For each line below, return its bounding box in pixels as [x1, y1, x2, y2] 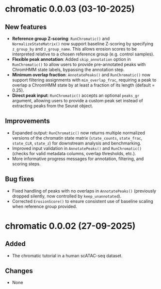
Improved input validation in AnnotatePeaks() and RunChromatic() [12, 145, 142, 151]
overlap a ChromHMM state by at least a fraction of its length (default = [12, 82, 155, 88]
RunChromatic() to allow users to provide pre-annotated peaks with [12, 62, 146, 67]
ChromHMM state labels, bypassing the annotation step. [12, 67, 125, 72]
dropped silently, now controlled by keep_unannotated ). [12, 193, 122, 199]
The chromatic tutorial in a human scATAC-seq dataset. [12, 253, 123, 258]
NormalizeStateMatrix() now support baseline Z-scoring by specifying [12, 41, 154, 47]
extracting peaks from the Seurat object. [12, 103, 93, 108]
